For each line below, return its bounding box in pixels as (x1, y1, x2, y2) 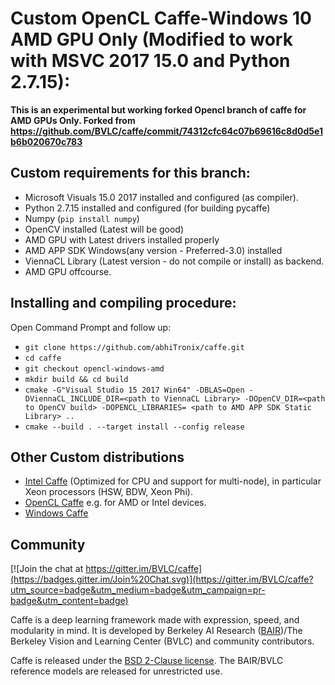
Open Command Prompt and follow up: (10, 321, 172, 333)
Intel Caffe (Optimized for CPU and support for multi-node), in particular (24, 475, 322, 487)
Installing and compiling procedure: (10, 295, 237, 312)
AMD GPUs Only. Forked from (10, 114, 136, 126)
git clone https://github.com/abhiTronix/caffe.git (24, 342, 245, 352)
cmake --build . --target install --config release (24, 422, 245, 432)
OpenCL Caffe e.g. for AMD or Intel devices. (24, 497, 207, 509)
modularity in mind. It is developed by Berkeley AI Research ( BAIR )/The (10, 625, 303, 637)
